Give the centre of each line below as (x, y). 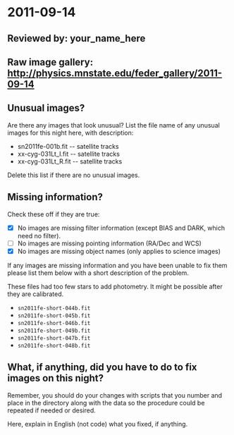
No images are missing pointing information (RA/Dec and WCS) (110, 243)
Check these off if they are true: (54, 214)
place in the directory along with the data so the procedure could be (106, 403)
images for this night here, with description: (70, 133)
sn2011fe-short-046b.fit (54, 323)
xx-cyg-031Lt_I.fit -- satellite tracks (68, 154)
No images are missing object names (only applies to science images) (119, 251)
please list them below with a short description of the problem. (98, 273)
